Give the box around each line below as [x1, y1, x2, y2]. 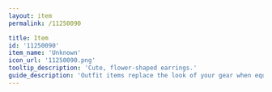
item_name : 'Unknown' [8, 49, 82, 57]
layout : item [8, 11, 53, 20]
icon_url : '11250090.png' [8, 56, 96, 65]
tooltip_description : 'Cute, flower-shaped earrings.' [8, 64, 198, 73]
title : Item [8, 34, 49, 42]
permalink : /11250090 [8, 19, 82, 27]
